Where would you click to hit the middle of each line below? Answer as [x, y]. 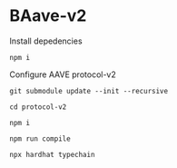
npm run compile [40, 138]
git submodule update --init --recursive [89, 91]
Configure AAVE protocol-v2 [63, 74]
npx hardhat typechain [52, 154]
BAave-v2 [48, 16]
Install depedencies [46, 41]
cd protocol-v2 [38, 107]
